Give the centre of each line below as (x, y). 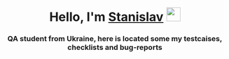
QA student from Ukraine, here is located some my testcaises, (115, 39)
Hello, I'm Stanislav (106, 17)
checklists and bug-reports (115, 47)
